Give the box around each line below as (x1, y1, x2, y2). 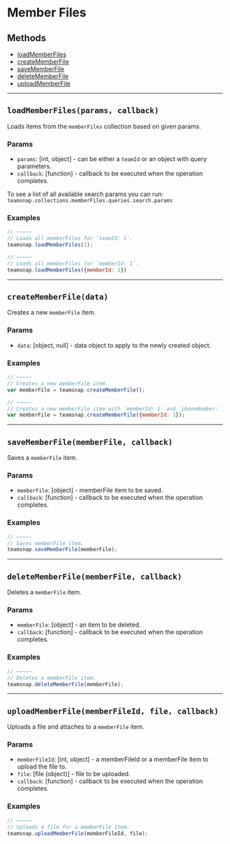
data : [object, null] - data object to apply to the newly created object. (16, 341, 212, 349)
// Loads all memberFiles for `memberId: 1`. (7, 260, 139, 267)
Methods (7, 32, 47, 44)
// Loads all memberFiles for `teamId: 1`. (7, 235, 133, 242)
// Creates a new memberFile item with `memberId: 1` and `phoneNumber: (7, 405, 219, 412)
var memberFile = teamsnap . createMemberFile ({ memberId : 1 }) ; (7, 411, 186, 419)
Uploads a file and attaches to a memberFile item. (7, 723, 145, 731)
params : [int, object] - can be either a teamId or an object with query (16, 155, 207, 163)
